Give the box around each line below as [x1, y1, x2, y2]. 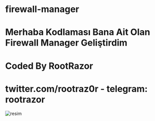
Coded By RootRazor [5, 60, 93, 71]
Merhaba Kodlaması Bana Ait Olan [5, 27, 150, 38]
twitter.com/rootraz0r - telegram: [5, 83, 148, 94]
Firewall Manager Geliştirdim [5, 37, 128, 49]
